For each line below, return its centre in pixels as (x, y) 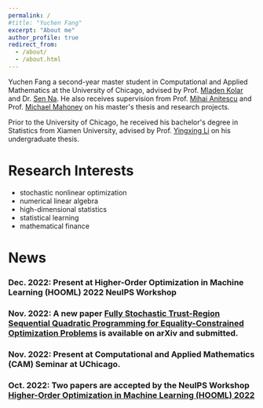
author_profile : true (44, 37)
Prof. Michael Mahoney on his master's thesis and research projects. (119, 106)
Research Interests (71, 171)
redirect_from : (33, 45)
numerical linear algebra (59, 201)
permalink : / (29, 15)
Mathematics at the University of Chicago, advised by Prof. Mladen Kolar (126, 90)
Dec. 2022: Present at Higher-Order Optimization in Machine (126, 282)
